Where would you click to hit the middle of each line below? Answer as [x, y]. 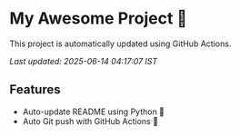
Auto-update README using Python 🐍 [94, 112]
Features [35, 90]
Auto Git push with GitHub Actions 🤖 [90, 121]
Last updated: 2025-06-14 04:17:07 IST [84, 61]
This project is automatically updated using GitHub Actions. [120, 44]
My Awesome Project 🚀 [99, 19]
